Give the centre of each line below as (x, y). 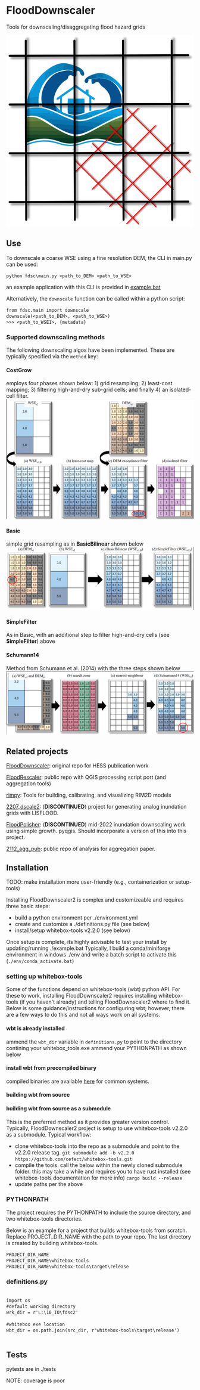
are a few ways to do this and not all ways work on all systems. (83, 1015)
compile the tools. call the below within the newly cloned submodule (99, 1165)
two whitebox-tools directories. (44, 1219)
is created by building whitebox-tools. (52, 1243)
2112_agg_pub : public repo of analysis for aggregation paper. (81, 849)
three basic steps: (28, 906)
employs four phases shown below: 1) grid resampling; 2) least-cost (89, 383)
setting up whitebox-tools (44, 976)
